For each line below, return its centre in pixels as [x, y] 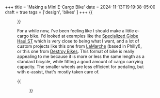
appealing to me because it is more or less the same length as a [81, 56]
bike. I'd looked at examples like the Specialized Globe [84, 36]
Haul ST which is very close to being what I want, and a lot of [78, 41]
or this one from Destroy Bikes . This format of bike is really [76, 51]
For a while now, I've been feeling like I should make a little [76, 31]
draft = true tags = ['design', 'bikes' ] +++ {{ [49, 12]
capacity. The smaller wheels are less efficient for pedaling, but [80, 67]
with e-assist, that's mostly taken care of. [58, 72]
